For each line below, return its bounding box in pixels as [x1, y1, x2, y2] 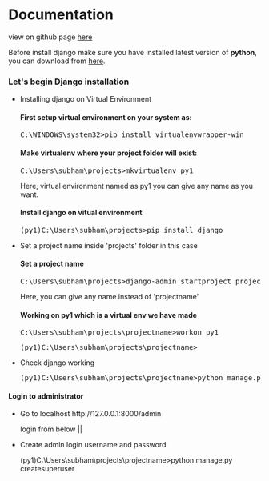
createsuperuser [19, 464, 75, 474]
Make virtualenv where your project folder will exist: [19, 148, 198, 158]
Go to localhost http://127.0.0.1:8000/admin [19, 409, 162, 419]
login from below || [19, 424, 82, 434]
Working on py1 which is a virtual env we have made [19, 310, 198, 319]
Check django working [19, 358, 95, 367]
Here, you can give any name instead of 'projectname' [19, 292, 199, 302]
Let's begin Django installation [8, 76, 130, 87]
